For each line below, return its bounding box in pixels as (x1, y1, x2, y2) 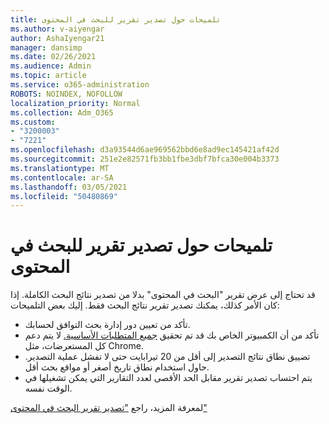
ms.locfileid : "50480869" (10, 191, 118, 201)
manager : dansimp (10, 42, 83, 53)
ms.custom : (10, 117, 56, 127)
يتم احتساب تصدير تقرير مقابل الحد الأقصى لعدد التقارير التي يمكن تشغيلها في (24, 372, 313, 384)
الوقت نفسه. (24, 382, 73, 395)
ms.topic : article (10, 71, 87, 81)
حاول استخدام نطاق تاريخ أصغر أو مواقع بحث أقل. (24, 361, 210, 373)
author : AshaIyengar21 (10, 33, 105, 43)
